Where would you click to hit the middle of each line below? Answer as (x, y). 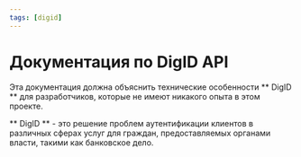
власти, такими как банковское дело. (82, 142)
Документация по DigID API (119, 61)
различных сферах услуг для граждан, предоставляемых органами (140, 133)
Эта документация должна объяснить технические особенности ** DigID (150, 87)
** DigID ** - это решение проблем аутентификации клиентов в (132, 123)
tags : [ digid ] (36, 17)
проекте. (26, 106)
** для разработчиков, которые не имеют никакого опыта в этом (135, 96)
